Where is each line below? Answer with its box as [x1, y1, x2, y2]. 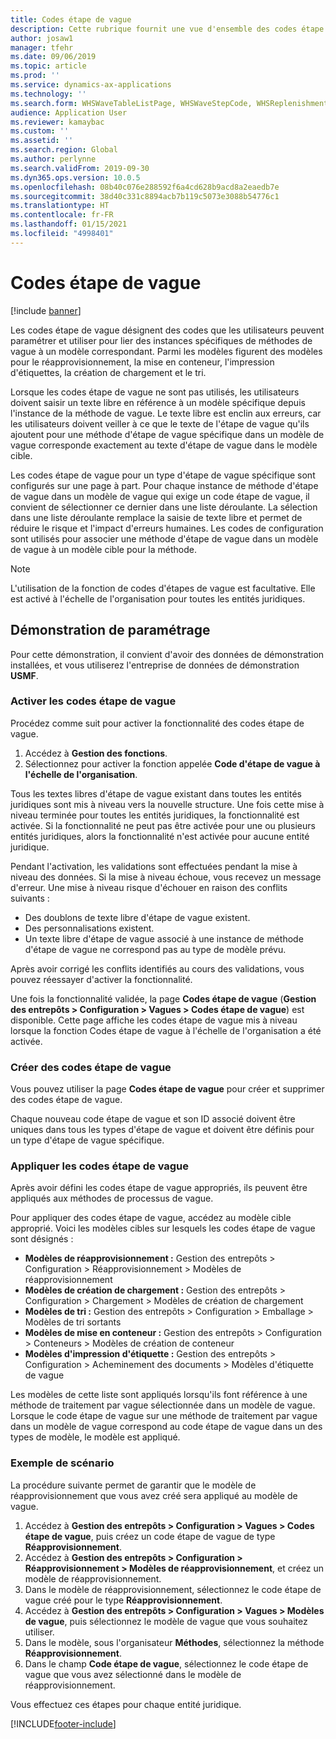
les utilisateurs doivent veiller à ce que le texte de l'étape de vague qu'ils [10, 417, 310, 430]
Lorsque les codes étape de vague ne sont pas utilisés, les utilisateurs [10, 386, 300, 398]
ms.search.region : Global [10, 145, 118, 155]
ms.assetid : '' [10, 136, 74, 146]
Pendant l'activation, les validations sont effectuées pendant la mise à [10, 860, 298, 872]
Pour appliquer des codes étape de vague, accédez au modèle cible [10, 1212, 292, 1224]
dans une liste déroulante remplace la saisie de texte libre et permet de [10, 511, 303, 523]
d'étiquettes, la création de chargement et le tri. [10, 366, 207, 378]
